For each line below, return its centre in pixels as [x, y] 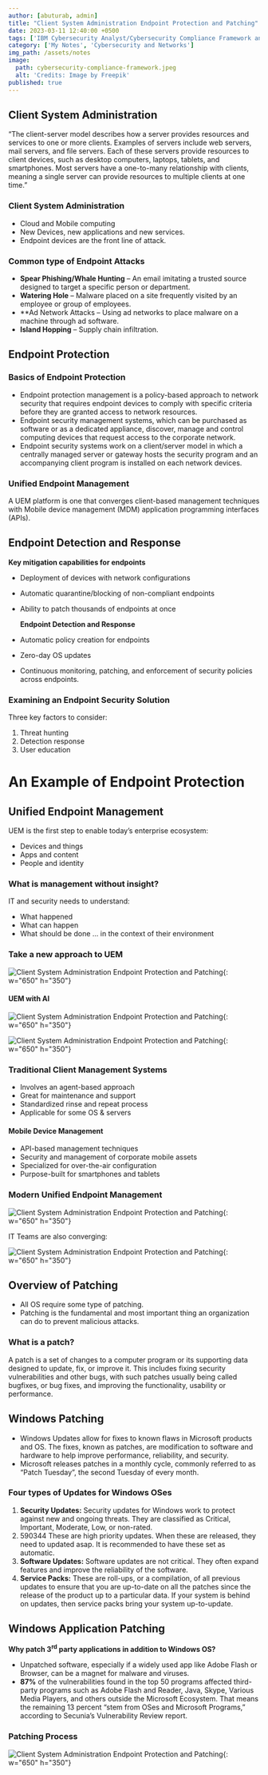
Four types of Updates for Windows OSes [90, 1493]
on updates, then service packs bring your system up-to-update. [126, 1603]
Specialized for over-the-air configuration [88, 1166]
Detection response [52, 741]
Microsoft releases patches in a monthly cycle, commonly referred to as [138, 1463]
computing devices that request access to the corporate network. [128, 437]
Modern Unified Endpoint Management [85, 1195]
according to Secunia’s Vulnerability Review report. [104, 1716]
